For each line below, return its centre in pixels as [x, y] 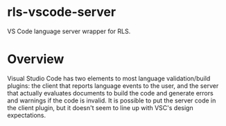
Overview [36, 59]
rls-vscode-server [62, 12]
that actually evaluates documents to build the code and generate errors [110, 93]
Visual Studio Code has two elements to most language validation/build [109, 78]
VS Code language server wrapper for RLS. [69, 31]
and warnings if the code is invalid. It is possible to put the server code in [112, 100]
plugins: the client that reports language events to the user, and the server [113, 85]
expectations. [27, 115]
